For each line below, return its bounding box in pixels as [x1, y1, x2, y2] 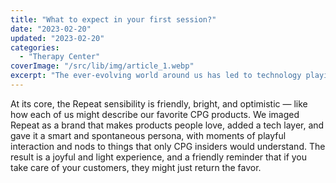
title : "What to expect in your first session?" [10, 14, 217, 25]
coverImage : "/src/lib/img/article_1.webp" [10, 61, 195, 71]
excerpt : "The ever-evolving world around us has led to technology [10, 71, 302, 81]
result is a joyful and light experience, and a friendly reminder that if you [10, 151, 308, 163]
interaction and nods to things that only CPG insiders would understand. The [10, 140, 326, 152]
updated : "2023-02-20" [10, 33, 105, 43]
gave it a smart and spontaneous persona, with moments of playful [10, 129, 287, 141]
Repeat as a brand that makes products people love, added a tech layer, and [10, 119, 325, 131]
